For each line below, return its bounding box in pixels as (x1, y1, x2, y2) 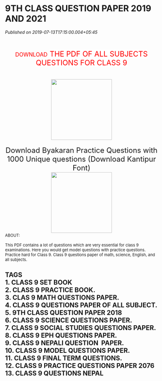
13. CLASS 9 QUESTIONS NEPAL (5, 369, 104, 377)
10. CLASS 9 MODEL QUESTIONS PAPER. (5, 346, 130, 354)
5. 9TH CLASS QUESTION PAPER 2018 (5, 308, 122, 317)
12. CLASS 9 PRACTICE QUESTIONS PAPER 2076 (5, 362, 155, 370)
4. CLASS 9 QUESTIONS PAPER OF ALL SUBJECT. (5, 301, 158, 309)
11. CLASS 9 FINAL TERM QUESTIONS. (5, 354, 123, 362)
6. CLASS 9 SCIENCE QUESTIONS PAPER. (5, 316, 132, 324)
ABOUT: (5, 233, 20, 238)
